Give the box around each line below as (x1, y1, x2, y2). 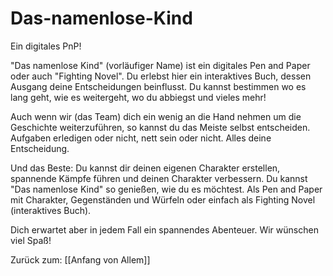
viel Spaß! (10, 234, 52, 246)
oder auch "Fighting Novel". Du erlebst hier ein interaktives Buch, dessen (10, 70, 312, 82)
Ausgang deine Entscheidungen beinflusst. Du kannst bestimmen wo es (10, 80, 307, 92)
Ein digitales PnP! (10, 40, 82, 52)
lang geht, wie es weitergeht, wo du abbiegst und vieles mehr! (10, 91, 267, 103)
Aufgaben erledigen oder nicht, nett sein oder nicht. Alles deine (10, 132, 272, 144)
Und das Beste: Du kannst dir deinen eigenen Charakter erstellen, (10, 162, 281, 174)
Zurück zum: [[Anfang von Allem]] (10, 253, 151, 266)
